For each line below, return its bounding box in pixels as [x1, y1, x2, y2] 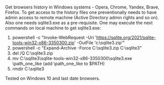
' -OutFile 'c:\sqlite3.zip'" [74, 40, 125, 46]
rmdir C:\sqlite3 [12, 66, 44, 72]
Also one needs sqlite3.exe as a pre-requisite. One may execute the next [5, 20, 153, 26]
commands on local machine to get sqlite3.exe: [5, 25, 101, 31]
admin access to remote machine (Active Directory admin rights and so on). [5, 15, 159, 20]
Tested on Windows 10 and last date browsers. [5, 76, 100, 81]
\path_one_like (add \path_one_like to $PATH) [12, 61, 105, 66]
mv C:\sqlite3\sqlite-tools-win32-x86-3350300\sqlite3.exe [12, 56, 132, 61]
